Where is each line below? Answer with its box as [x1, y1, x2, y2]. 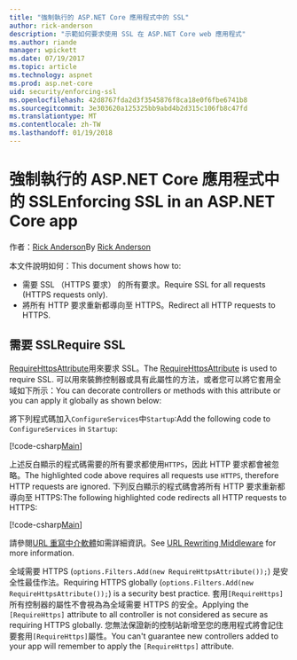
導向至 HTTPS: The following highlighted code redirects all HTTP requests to [9, 491, 287, 502]
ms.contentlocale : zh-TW [9, 121, 101, 130]
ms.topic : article [9, 63, 77, 72]
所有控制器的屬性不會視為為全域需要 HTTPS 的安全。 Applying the [9, 599, 249, 609]
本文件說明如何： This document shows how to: [9, 260, 182, 271]
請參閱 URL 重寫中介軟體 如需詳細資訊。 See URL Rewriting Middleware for [9, 538, 277, 548]
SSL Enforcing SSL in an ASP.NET [27, 192, 276, 212]
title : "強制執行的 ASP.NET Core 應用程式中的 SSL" [9, 12, 190, 22]
